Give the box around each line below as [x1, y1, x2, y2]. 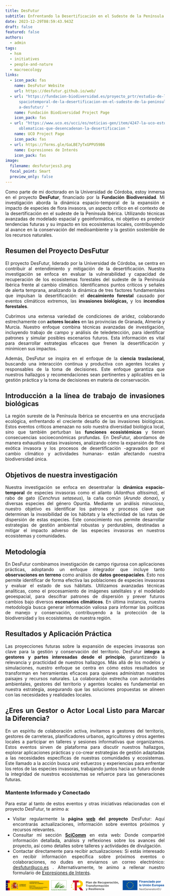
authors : [5, 35, 24, 40]
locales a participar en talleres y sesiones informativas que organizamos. [5, 739, 165, 745]
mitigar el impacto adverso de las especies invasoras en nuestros [5, 527, 165, 534]
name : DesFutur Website [14, 83, 65, 88]
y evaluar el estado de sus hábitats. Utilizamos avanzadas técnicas [5, 583, 165, 588]
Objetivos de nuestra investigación [5, 471, 118, 479]
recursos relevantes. [12, 826, 56, 833]
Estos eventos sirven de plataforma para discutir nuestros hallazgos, [5, 744, 165, 750]
